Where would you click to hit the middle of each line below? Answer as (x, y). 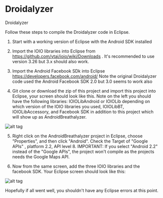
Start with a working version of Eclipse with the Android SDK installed (82, 41)
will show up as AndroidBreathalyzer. (49, 117)
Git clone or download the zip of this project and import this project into (84, 91)
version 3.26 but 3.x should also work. (51, 61)
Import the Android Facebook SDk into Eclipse (58, 71)
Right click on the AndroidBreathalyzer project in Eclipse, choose (77, 136)
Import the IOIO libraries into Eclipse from (54, 51)
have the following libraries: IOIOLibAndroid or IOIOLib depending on (81, 101)
